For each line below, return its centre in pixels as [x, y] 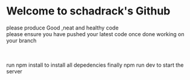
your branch [21, 40]
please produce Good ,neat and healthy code [62, 28]
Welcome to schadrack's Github [88, 11]
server [14, 71]
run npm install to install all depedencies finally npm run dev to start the [95, 65]
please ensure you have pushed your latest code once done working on [95, 34]
